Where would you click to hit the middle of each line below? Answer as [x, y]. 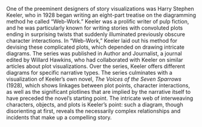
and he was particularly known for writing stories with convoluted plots [95, 28]
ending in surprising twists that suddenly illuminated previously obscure [96, 34]
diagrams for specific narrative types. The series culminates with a [89, 73]
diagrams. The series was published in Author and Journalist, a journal [94, 53]
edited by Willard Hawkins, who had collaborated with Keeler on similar [95, 60]
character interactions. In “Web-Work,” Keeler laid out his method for [92, 41]
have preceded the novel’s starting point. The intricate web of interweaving [100, 98]
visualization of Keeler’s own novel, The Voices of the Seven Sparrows [94, 79]
